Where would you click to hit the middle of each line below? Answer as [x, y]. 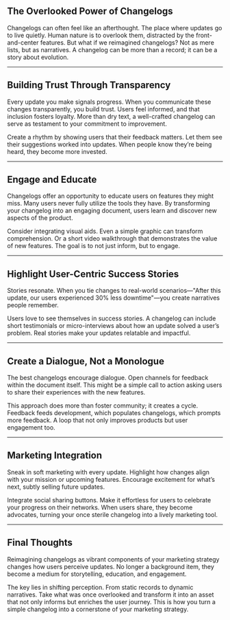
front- [204, 35]
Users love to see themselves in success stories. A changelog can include [112, 318]
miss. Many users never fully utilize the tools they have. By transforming [108, 203]
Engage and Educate [52, 180]
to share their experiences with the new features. [76, 392]
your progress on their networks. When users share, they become [100, 507]
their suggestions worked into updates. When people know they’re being [110, 144]
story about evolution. [38, 57]
